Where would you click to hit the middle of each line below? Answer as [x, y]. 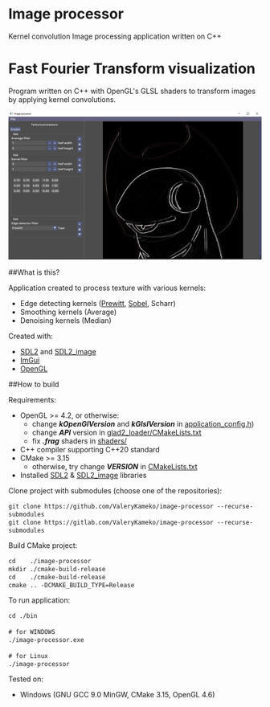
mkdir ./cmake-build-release [57, 570]
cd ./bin [23, 616]
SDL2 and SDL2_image [58, 352]
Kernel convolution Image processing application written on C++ [115, 36]
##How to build [34, 384]
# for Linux [28, 656]
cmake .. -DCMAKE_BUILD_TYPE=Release [72, 586]
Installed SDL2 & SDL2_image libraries [83, 476]
